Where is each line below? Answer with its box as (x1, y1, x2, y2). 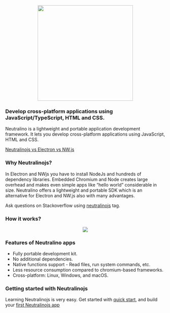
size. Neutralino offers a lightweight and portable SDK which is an (5, 187, 143, 193)
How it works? (5, 215, 42, 222)
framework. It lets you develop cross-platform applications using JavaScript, (5, 131, 165, 137)
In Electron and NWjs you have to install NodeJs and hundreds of (5, 171, 142, 177)
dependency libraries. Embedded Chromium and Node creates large (5, 176, 148, 182)
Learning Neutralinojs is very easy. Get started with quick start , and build (5, 297, 158, 303)
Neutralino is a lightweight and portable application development (5, 126, 141, 132)
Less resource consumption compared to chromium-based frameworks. (12, 267, 164, 273)
